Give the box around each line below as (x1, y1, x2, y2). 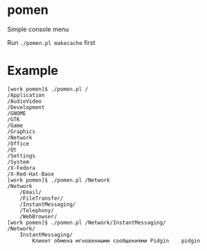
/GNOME (7, 110, 26, 116)
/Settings (7, 152, 36, 159)
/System (7, 158, 30, 165)
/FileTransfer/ (19, 195, 64, 202)
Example (7, 63, 58, 78)
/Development (7, 103, 45, 111)
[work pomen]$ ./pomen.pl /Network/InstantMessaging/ (7, 219, 167, 226)
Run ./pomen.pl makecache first (7, 38, 96, 46)
